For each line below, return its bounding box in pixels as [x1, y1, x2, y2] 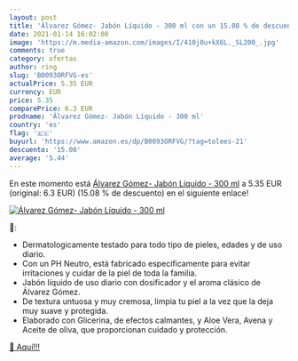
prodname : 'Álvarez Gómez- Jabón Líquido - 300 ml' [9, 112, 204, 121]
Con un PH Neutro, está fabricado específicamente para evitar [21, 258, 251, 269]
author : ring [9, 63, 58, 72]
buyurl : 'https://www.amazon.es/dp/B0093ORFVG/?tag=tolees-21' [9, 137, 248, 146]
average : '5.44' [9, 153, 69, 163]
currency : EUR [9, 87, 62, 96]
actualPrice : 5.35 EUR [9, 79, 93, 88]
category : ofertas [9, 54, 77, 63]
